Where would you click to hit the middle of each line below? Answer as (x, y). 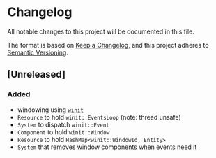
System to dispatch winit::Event (63, 124)
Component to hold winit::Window (63, 132)
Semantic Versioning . (38, 52)
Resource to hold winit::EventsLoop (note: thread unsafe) (99, 117)
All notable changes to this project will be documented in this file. (101, 31)
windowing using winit (50, 110)
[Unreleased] (37, 74)
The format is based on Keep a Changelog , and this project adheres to (108, 45)
